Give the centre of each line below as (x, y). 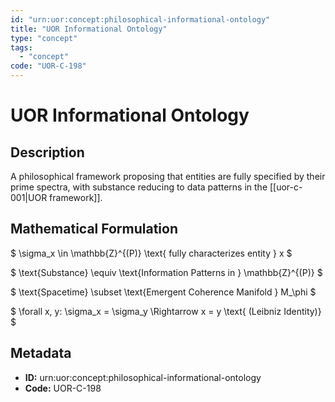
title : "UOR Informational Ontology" (89, 29)
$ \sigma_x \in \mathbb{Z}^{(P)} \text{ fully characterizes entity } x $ (151, 253)
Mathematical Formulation (94, 229)
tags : (21, 47)
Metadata (41, 353)
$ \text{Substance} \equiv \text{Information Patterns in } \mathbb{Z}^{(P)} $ (166, 272)
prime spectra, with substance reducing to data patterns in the (139, 187)
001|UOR (29, 197)
